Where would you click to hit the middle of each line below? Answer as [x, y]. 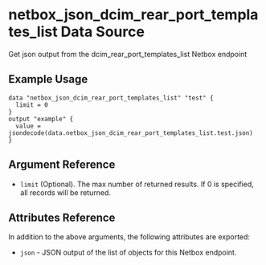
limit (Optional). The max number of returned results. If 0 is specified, [137, 184]
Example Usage [48, 79]
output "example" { [41, 119]
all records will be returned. [65, 192]
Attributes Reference [62, 217]
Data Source [102, 32]
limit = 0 [32, 105]
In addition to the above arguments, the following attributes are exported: [129, 237]
